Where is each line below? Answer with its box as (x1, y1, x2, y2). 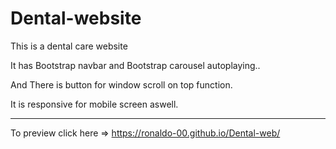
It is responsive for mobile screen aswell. (10, 98, 179, 110)
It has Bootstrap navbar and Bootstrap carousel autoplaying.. (10, 59, 261, 71)
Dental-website (10, 7, 142, 30)
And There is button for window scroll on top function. (10, 78, 233, 91)
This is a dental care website (10, 40, 128, 52)
